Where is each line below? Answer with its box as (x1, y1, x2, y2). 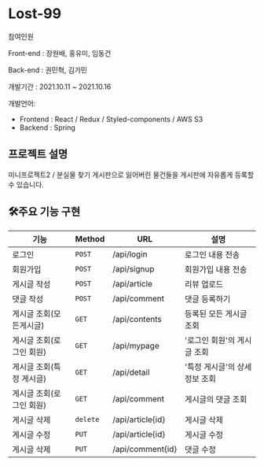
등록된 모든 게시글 (184, 308, 247, 319)
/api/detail (112, 367, 150, 378)
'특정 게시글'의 (184, 361, 236, 372)
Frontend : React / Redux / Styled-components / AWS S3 (19, 114, 203, 124)
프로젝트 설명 (8, 147, 68, 161)
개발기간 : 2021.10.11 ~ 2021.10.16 (8, 82, 112, 91)
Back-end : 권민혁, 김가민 (8, 65, 88, 75)
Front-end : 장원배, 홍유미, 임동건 (8, 48, 112, 57)
